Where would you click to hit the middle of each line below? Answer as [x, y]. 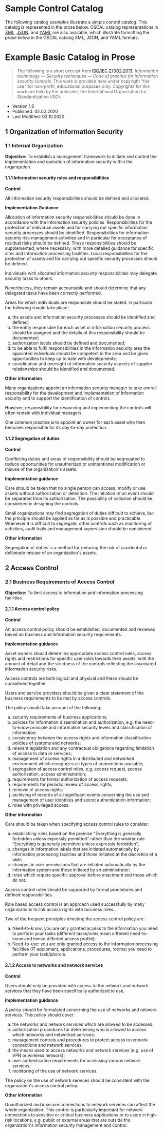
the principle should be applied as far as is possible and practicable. [73, 518]
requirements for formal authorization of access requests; [70, 779]
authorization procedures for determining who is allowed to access [79, 1030]
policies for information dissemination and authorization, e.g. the [77, 722]
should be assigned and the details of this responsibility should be [78, 333]
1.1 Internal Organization [34, 146]
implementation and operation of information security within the [69, 161]
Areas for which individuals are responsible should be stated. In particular [79, 302]
